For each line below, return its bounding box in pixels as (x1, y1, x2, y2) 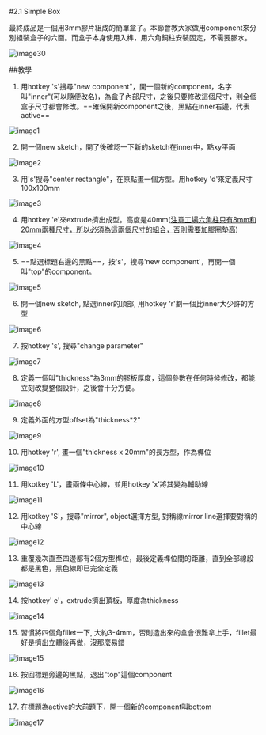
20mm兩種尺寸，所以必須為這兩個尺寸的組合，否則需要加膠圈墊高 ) (20, 225, 238, 234)
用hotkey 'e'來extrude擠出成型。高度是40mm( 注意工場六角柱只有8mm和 (20, 215, 256, 224)
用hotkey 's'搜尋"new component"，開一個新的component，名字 (20, 82, 233, 91)
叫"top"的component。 (20, 267, 96, 276)
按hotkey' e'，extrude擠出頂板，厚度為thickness (20, 596, 179, 604)
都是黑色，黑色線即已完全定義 (20, 563, 118, 573)
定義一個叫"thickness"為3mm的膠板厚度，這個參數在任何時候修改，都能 (20, 373, 256, 382)
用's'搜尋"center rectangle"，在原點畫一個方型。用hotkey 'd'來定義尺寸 (20, 174, 253, 184)
